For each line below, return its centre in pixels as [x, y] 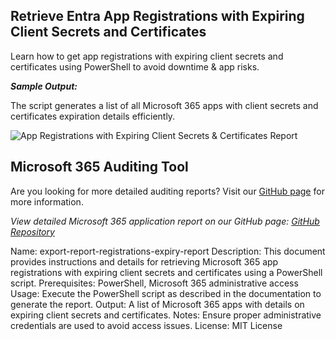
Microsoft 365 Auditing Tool [99, 167]
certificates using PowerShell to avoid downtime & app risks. [135, 66]
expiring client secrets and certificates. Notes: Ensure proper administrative [166, 315]
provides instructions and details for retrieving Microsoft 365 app [144, 261]
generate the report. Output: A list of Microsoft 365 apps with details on [157, 304]
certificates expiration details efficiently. [93, 116]
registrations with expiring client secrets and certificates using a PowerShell [166, 272]
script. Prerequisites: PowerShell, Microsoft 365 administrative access [154, 283]
